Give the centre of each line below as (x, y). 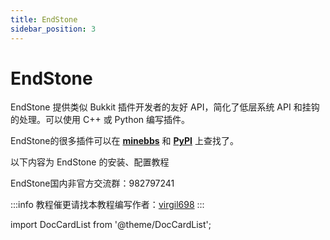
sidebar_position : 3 (53, 29)
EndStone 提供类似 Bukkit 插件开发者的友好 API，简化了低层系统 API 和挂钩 (165, 107)
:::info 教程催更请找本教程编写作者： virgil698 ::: (107, 205)
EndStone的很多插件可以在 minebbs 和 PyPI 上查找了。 (124, 141)
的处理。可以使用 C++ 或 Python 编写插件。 (100, 120)
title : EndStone (44, 19)
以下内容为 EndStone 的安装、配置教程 (90, 162)
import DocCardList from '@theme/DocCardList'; (111, 225)
